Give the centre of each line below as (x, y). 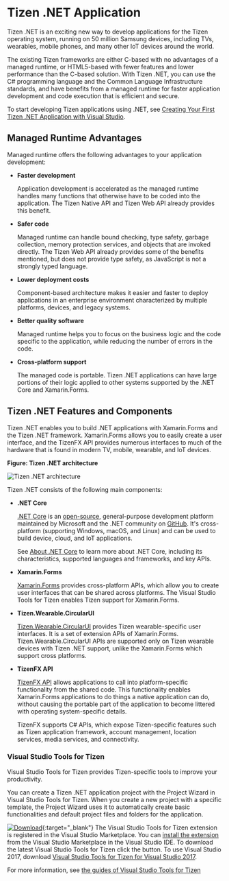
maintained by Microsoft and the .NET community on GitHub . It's (108, 524)
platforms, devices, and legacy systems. (74, 307)
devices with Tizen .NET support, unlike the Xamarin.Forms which (110, 648)
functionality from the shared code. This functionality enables (104, 689)
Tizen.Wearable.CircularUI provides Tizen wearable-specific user (109, 626)
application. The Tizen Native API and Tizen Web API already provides (116, 203)
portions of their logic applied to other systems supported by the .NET (116, 382)
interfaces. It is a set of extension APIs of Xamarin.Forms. (98, 633)
